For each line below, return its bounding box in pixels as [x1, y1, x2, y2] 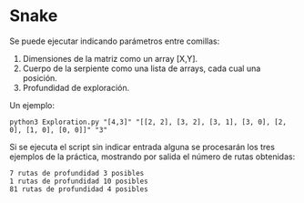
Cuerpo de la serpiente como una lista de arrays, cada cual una [22, 63, 261, 74]
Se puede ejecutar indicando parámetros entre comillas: [9, 36, 220, 46]
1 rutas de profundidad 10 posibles [9, 177, 148, 186]
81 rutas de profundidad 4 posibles [9, 184, 148, 194]
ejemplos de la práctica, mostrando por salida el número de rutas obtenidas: [9, 151, 296, 162]
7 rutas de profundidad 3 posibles [9, 168, 145, 178]
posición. [22, 72, 57, 83]
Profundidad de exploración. [22, 82, 130, 93]
